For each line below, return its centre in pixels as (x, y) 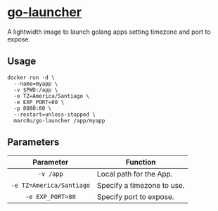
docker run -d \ (31, 77)
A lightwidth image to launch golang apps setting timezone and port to (109, 32)
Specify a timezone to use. (141, 185)
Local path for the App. (135, 174)
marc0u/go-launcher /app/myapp (59, 120)
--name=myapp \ (36, 84)
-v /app (50, 174)
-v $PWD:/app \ (36, 90)
